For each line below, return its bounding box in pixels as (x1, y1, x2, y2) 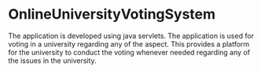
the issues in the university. (8, 56, 97, 65)
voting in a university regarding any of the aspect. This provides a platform (8, 39, 250, 48)
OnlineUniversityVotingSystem (8, 5, 216, 23)
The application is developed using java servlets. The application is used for (8, 31, 254, 40)
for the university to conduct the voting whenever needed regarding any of (8, 47, 250, 57)
